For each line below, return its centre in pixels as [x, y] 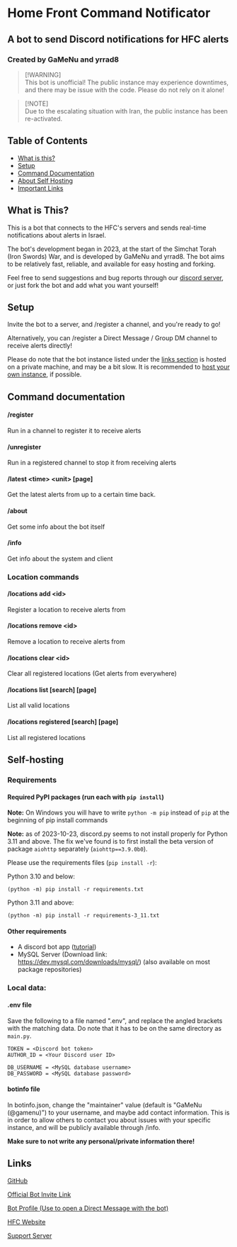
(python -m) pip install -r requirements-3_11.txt [83, 916]
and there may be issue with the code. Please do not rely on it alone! [125, 89]
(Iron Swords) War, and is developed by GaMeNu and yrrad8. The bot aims [116, 256]
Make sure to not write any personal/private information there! [101, 1141]
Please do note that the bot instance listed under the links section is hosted [117, 359]
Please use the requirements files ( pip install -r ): [82, 863]
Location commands [43, 577]
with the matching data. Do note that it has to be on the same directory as [114, 1028]
